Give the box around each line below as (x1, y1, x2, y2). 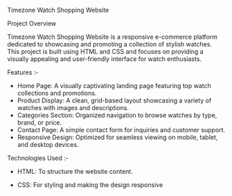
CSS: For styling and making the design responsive (17, 181, 163, 189)
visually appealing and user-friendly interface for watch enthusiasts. (7, 55, 202, 63)
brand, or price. (17, 118, 62, 127)
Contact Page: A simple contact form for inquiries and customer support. (17, 126, 226, 134)
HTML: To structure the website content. (17, 168, 133, 175)
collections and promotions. (17, 89, 97, 97)
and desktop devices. (17, 141, 79, 148)
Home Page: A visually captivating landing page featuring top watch (17, 82, 211, 89)
